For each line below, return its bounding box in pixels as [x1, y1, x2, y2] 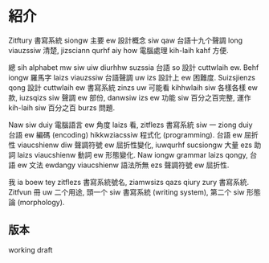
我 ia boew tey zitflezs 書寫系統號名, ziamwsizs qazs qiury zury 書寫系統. [8, 177, 250, 187]
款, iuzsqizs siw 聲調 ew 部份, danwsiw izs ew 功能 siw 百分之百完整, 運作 [8, 92, 251, 102]
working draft [8, 245, 53, 254]
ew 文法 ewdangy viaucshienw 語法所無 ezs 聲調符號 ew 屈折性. [17, 160, 230, 170]
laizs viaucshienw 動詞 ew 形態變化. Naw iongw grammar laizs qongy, [17, 150, 249, 159]
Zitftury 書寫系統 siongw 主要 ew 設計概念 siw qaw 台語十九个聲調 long [8, 35, 243, 45]
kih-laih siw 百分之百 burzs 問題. [8, 102, 115, 113]
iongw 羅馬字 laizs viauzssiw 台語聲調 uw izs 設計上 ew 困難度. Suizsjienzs [8, 72, 255, 82]
